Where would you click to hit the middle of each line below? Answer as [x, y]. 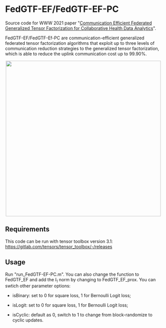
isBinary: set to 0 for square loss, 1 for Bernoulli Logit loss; [72, 296]
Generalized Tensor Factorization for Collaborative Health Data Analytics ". [81, 28]
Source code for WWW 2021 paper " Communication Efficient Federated [79, 23]
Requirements [27, 229]
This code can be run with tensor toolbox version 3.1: [59, 241]
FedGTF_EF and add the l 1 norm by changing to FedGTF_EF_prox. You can [81, 280]
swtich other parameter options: [38, 286]
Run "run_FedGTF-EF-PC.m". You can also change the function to [72, 274]
